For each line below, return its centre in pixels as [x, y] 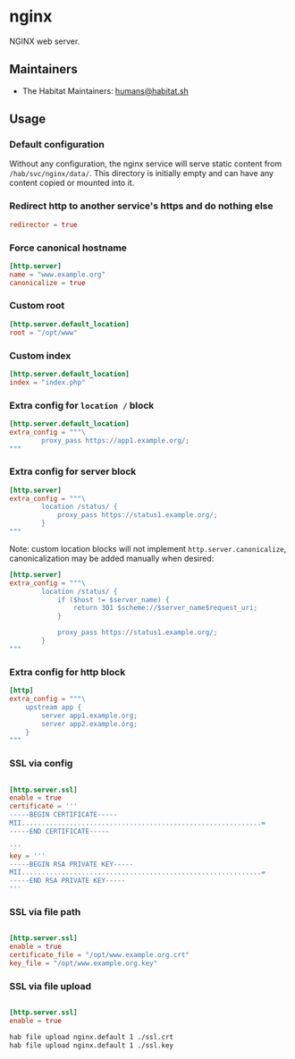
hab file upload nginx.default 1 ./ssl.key [92, 1045]
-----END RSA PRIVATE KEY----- [67, 881]
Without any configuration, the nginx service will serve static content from [146, 164]
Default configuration [57, 145]
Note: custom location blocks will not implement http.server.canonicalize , [148, 548]
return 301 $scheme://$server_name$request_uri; [165, 608]
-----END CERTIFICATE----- [59, 831]
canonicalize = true [48, 283]
